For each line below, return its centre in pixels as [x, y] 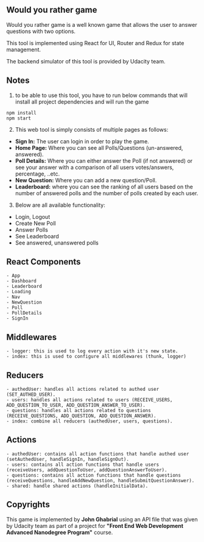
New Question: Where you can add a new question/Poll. [86, 180]
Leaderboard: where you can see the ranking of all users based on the [104, 187]
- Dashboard [21, 281]
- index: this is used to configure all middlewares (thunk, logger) [97, 357]
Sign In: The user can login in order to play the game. [82, 141]
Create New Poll [35, 223]
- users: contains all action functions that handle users [83, 465]
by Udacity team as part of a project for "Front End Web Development [95, 526]
